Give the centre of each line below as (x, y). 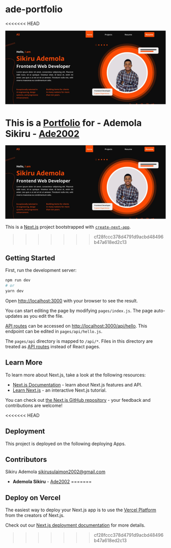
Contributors (26, 459)
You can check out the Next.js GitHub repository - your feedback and (78, 400)
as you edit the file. (44, 316)
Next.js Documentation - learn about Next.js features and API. (77, 385)
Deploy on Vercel (33, 498)
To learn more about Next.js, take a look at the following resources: (76, 375)
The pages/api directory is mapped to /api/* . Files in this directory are (79, 341)
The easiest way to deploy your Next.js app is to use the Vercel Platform (81, 510)
